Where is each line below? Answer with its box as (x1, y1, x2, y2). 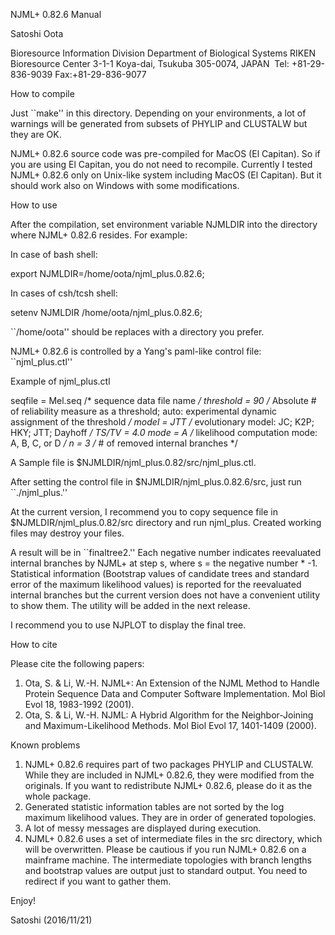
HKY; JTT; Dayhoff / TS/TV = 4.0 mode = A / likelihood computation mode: (10, 427, 318, 438)
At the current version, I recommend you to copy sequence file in (10, 506, 278, 518)
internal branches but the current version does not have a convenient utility (10, 589, 321, 601)
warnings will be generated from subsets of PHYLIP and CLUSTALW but (10, 118, 308, 129)
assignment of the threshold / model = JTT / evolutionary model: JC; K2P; (10, 416, 315, 428)
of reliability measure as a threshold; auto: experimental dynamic (10, 405, 278, 417)
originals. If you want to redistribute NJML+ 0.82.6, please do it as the (24, 780, 313, 791)
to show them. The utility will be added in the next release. (10, 600, 251, 611)
